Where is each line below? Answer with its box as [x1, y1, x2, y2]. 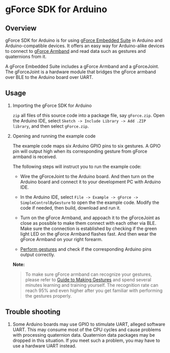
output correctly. [20, 251, 55, 257]
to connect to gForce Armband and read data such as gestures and [5, 48, 146, 54]
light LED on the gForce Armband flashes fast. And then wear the [20, 230, 156, 237]
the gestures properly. [25, 292, 72, 299]
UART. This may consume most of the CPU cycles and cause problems [12, 327, 161, 333]
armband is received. [12, 154, 57, 160]
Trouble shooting [5, 308, 61, 316]
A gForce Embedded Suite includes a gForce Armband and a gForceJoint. [5, 64, 159, 69]
